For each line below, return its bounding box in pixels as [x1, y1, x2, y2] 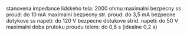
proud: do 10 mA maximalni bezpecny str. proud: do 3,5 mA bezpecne [6, 11, 176, 18]
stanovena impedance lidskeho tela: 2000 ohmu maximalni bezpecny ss [6, 5, 182, 12]
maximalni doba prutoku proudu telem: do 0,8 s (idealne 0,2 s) [6, 23, 158, 30]
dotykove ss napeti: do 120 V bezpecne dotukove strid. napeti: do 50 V [6, 17, 179, 24]
